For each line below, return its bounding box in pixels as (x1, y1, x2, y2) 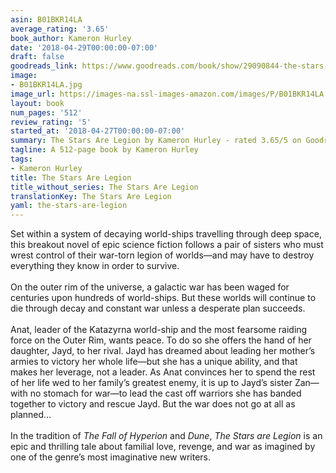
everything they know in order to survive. (10, 260, 180, 272)
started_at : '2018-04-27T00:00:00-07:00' (10, 126, 186, 136)
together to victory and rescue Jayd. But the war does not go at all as (10, 398, 296, 410)
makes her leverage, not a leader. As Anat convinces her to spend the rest (10, 366, 316, 378)
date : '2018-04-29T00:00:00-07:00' (10, 42, 159, 53)
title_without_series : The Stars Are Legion (10, 182, 199, 192)
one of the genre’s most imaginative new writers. (10, 451, 212, 463)
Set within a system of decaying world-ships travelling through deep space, (10, 228, 322, 240)
